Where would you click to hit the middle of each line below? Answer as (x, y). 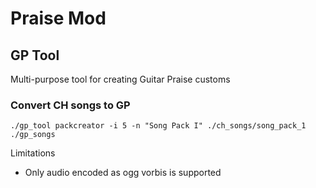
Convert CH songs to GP (70, 105)
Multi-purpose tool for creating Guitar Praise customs (120, 79)
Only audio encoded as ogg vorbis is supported (123, 173)
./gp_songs (33, 135)
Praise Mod (58, 18)
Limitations (33, 153)
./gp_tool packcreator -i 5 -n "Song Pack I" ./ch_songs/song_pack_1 (158, 126)
